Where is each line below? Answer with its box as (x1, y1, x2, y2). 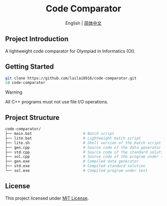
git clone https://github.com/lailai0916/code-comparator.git (5, 76, 137, 81)
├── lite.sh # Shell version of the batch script (5, 140, 162, 145)
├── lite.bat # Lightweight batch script (5, 135, 141, 141)
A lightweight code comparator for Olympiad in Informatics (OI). (5, 48, 136, 54)
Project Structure (5, 113, 60, 122)
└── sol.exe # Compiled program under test (5, 168, 148, 173)
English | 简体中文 (65, 20, 102, 26)
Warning (5, 89, 22, 95)
